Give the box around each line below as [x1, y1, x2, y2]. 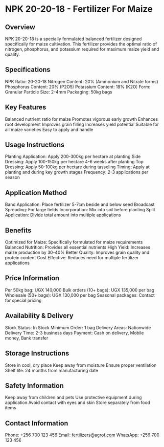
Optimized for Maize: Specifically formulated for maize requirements [5, 239, 143, 245]
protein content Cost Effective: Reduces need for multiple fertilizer [5, 255, 139, 261]
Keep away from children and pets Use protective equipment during [5, 395, 142, 401]
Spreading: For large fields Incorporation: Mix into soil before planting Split [5, 207, 155, 213]
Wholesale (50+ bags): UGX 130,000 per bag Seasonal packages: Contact [5, 292, 155, 298]
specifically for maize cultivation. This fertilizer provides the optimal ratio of [5, 41, 157, 47]
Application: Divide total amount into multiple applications [5, 212, 121, 218]
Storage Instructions [5, 349, 70, 358]
